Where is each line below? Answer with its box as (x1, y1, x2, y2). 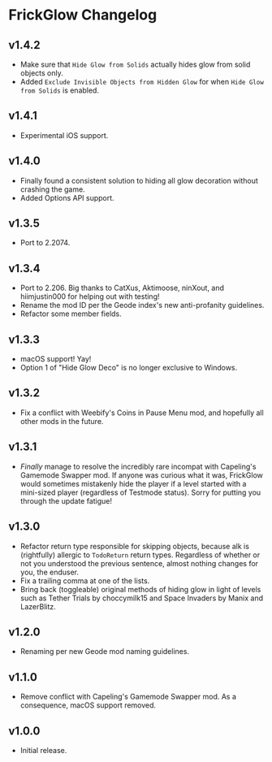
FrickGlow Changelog (8, 6, 158, 24)
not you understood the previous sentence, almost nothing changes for (19, 558, 258, 568)
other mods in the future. (19, 416, 104, 426)
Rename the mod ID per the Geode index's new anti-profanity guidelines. (19, 301, 265, 310)
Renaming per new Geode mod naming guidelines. (19, 647, 189, 656)
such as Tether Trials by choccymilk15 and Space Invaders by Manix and (19, 593, 264, 603)
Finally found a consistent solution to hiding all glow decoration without (19, 175, 258, 185)
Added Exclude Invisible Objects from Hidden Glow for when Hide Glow (19, 77, 264, 86)
